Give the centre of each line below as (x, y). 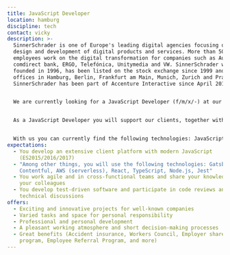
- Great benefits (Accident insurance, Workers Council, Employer (110, 234)
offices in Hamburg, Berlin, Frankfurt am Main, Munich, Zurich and (113, 77)
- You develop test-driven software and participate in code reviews (114, 190)
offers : (18, 202)
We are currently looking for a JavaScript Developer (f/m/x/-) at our (118, 102)
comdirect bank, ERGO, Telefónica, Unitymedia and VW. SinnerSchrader (116, 64)
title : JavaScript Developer (49, 13)
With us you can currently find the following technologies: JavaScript (119, 139)
